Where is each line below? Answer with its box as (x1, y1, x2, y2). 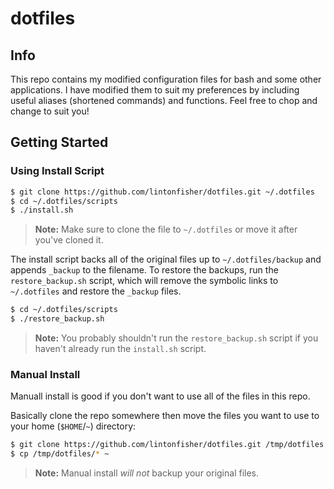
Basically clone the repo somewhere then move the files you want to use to (10, 410, 320, 422)
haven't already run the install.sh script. (34, 343, 207, 355)
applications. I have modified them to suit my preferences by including (10, 84, 300, 96)
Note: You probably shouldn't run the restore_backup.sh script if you (34, 332, 319, 344)
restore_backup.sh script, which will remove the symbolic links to (10, 275, 279, 287)
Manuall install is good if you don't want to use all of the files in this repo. (10, 390, 311, 402)
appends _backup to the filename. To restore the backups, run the (10, 264, 279, 276)
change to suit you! (10, 105, 90, 117)
